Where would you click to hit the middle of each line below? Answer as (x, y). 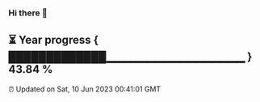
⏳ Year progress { (54, 40)
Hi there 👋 (28, 13)
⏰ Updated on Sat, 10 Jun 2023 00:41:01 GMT (85, 89)
